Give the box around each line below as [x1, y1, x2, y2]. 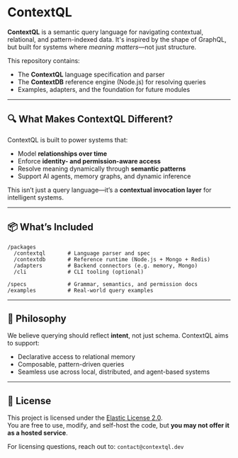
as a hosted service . [7, 429, 69, 437]
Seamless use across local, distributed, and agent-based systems [17, 367, 210, 376]
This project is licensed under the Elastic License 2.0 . [7, 413, 163, 422]
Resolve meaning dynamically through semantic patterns [17, 164, 186, 173]
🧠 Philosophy [7, 312, 67, 324]
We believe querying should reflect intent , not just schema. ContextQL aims [7, 331, 229, 340]
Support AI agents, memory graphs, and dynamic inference [17, 171, 191, 181]
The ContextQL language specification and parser [17, 70, 165, 79]
